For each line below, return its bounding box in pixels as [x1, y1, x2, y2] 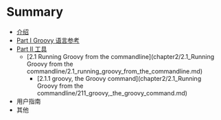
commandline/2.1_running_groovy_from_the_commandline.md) [26, 67, 203, 75]
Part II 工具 [16, 45, 47, 53]
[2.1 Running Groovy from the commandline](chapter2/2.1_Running [26, 52, 215, 60]
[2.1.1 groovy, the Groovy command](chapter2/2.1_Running [36, 74, 202, 82]
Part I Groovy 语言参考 [16, 36, 80, 45]
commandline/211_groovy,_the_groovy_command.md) [36, 88, 188, 97]
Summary [6, 4, 63, 20]
